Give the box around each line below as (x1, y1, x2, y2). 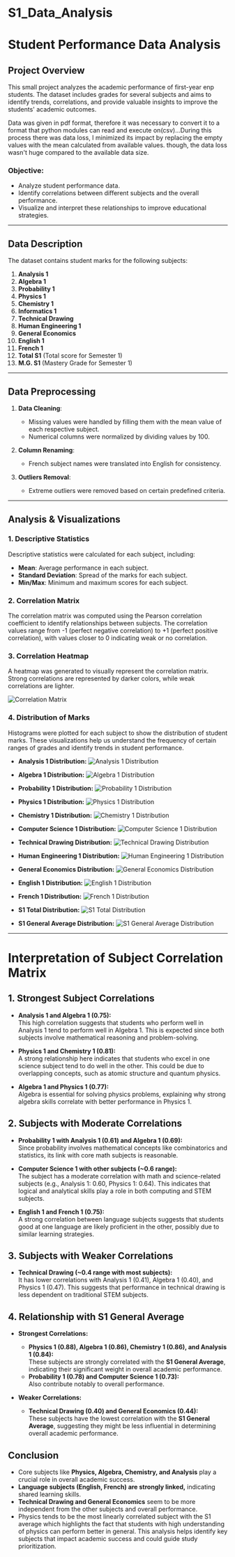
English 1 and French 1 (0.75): (17, 1208, 105, 1216)
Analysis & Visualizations (8, 513, 121, 525)
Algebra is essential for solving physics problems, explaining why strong (17, 1090, 226, 1098)
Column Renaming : (17, 446, 75, 455)
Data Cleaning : (17, 404, 62, 413)
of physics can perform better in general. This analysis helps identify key (17, 1527, 228, 1535)
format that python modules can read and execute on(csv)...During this (8, 126, 212, 135)
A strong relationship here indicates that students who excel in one (17, 1054, 210, 1063)
